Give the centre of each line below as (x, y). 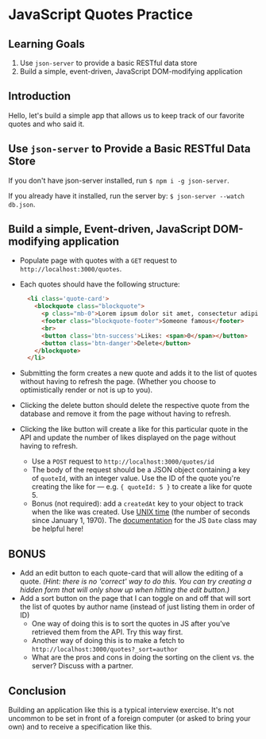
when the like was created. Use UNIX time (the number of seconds (141, 512)
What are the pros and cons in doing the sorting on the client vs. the (143, 657)
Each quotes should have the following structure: (100, 284)
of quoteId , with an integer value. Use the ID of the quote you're (136, 479)
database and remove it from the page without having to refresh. (125, 414)
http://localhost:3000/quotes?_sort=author (105, 650)
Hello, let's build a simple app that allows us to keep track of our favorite (126, 115)
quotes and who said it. (46, 124)
